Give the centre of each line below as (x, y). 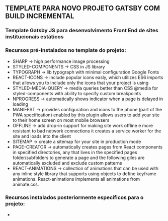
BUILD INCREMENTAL (40, 16)
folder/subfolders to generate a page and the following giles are (78, 158)
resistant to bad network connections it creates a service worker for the (87, 131)
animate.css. (26, 184)
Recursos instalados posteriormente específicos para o (74, 197)
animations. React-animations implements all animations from (76, 179)
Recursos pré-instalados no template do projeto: (66, 50)
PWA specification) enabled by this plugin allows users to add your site (86, 115)
